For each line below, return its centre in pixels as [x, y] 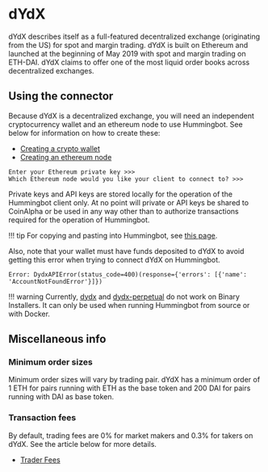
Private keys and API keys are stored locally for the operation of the [120, 194]
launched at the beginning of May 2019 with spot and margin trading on [127, 53]
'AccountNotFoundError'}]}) [56, 281]
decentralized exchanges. [51, 70]
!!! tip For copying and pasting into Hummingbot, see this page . [113, 235]
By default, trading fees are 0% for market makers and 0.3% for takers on [131, 435]
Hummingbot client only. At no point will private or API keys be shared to [128, 202]
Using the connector [61, 97]
